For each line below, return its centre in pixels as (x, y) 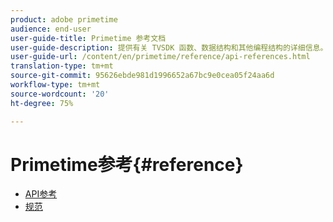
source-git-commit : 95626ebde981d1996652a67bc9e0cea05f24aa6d (142, 76)
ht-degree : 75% (42, 103)
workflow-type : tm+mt (55, 85)
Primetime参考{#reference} (127, 164)
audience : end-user (51, 29)
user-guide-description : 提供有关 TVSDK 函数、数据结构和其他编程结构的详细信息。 (169, 47)
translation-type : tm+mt (62, 66)
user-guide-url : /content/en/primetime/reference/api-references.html (160, 57)
